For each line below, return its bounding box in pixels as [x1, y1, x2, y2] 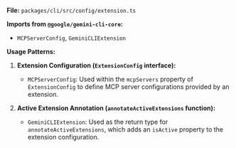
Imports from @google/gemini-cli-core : [6, 20, 124, 28]
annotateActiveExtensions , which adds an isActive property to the [27, 125, 224, 134]
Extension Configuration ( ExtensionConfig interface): [16, 61, 176, 70]
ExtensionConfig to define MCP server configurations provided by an [27, 83, 230, 91]
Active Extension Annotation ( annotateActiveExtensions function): [16, 104, 216, 112]
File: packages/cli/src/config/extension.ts [6, 6, 136, 14]
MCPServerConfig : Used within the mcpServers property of [27, 75, 193, 83]
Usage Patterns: [6, 48, 56, 55]
